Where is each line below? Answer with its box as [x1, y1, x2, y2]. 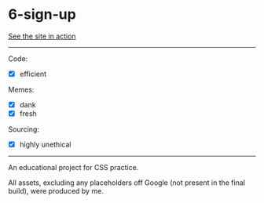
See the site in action [8, 31, 76, 41]
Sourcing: [8, 125, 39, 134]
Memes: [8, 85, 35, 94]
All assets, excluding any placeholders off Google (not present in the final [8, 178, 246, 187]
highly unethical [19, 140, 71, 150]
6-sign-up [8, 5, 76, 24]
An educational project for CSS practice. [8, 163, 139, 172]
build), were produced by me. [8, 187, 104, 196]
